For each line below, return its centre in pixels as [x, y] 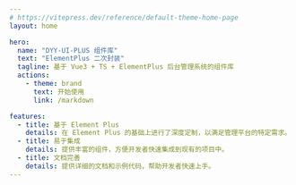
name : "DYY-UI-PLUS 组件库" [68, 50]
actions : [34, 76]
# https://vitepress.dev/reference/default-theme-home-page [124, 17]
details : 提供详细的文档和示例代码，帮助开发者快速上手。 [120, 166]
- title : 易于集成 [49, 141]
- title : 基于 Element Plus [68, 125]
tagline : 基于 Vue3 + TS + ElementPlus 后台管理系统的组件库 [126, 67]
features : [28, 116]
